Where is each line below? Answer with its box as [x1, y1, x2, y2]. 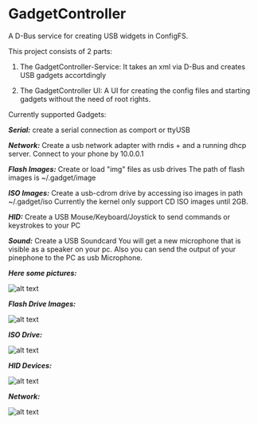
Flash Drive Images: [8, 299, 76, 309]
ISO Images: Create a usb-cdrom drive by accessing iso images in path [8, 188, 243, 197]
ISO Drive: [8, 329, 42, 339]
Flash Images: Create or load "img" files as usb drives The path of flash [8, 164, 245, 173]
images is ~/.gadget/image [8, 173, 96, 182]
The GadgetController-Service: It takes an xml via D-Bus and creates [19, 61, 245, 72]
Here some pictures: [8, 268, 77, 278]
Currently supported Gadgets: [8, 109, 107, 119]
